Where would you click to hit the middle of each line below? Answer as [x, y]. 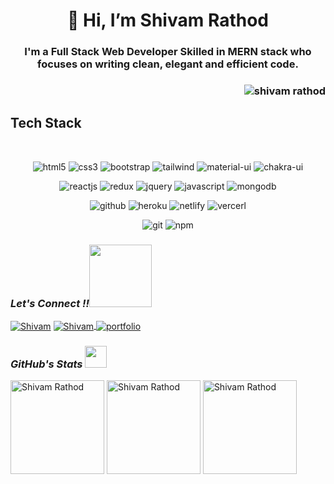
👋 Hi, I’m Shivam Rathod [168, 20]
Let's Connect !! [50, 303]
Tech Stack [46, 123]
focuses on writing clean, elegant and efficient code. [168, 64]
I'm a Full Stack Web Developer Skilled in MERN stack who [168, 52]
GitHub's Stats [46, 364]
